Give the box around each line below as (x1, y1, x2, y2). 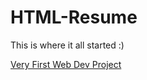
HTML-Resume (10, 6, 138, 29)
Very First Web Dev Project (10, 58, 122, 70)
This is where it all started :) (10, 39, 125, 51)
